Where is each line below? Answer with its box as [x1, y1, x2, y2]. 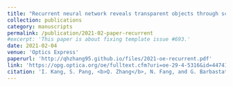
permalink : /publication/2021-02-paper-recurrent [7, 29, 154, 37]
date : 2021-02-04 [7, 42, 58, 49]
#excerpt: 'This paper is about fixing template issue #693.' [7, 36, 191, 43]
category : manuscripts [7, 23, 73, 30]
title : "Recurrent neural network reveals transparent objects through [7, 10, 218, 17]
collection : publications [7, 17, 82, 24]
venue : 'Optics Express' [7, 49, 79, 56]
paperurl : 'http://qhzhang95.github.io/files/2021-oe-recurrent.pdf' [7, 55, 213, 62]
